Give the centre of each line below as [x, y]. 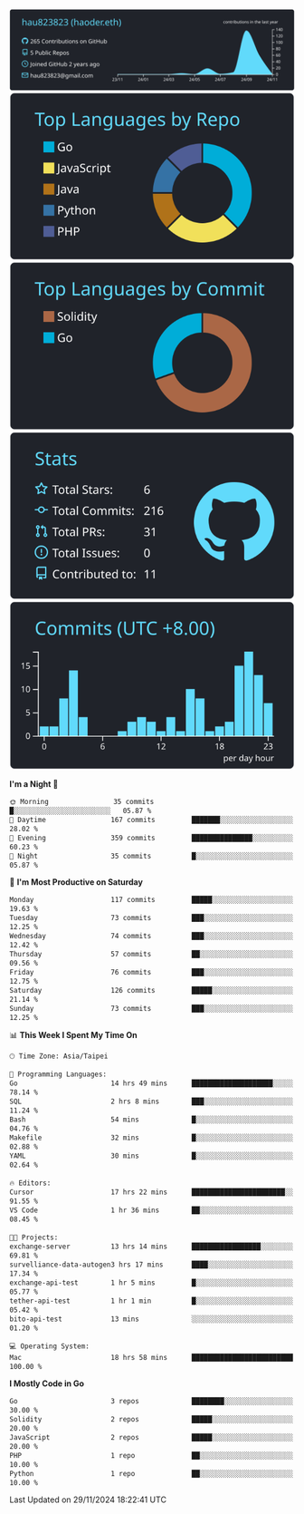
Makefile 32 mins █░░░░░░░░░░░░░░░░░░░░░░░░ [152, 1138]
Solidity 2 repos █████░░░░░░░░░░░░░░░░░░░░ [152, 1419]
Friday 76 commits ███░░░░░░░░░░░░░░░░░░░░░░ [152, 972]
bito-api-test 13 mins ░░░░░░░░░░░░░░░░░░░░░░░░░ [152, 1319]
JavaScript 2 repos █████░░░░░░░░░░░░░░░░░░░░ [152, 1437]
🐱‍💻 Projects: [34, 1237]
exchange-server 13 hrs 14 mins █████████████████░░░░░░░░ [152, 1247]
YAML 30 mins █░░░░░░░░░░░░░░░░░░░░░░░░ [152, 1156]
